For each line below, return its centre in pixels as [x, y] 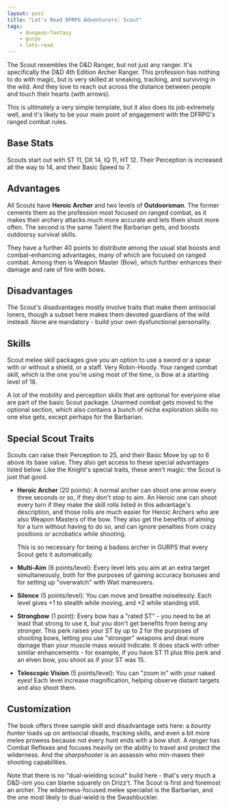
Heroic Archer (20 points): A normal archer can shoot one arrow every [117, 490]
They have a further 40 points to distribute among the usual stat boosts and [113, 247]
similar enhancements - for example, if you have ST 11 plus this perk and [119, 652]
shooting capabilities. [37, 762]
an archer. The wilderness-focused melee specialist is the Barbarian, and [110, 789]
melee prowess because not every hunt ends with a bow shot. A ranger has [113, 740]
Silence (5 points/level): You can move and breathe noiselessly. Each [114, 596]
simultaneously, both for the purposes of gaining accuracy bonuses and [118, 575]
